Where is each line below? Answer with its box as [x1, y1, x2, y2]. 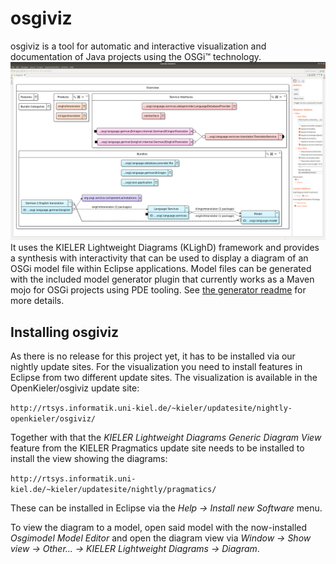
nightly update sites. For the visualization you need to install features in [10, 361, 303, 373]
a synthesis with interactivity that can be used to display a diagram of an [10, 252, 309, 264]
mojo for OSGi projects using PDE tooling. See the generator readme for [10, 284, 307, 296]
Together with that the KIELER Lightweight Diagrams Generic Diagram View [10, 432, 322, 444]
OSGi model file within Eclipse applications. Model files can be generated [10, 263, 312, 275]
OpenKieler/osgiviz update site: [10, 382, 140, 394]
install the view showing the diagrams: [10, 453, 168, 465]
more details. [10, 295, 65, 307]
